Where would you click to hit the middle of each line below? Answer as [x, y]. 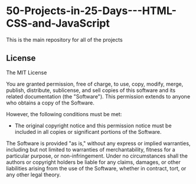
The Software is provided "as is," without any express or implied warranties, [98, 143]
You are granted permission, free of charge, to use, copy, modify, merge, [95, 84]
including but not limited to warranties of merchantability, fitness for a [91, 149]
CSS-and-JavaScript [58, 23]
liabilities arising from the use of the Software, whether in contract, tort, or [96, 168]
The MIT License [27, 73]
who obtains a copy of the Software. [50, 103]
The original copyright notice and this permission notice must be [93, 126]
